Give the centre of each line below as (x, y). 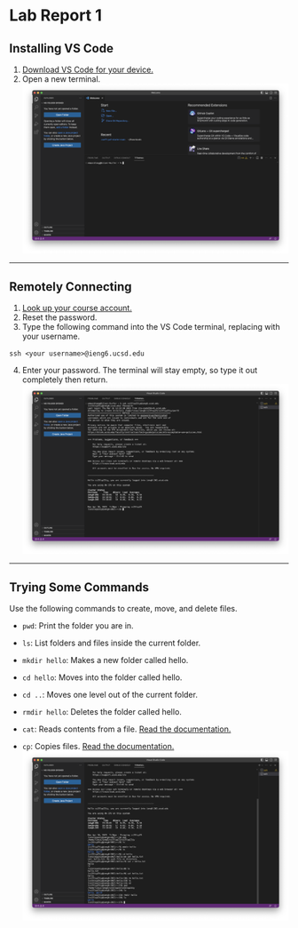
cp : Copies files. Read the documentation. (98, 747)
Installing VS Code (61, 48)
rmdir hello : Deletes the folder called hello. (102, 712)
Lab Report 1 (55, 16)
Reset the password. (59, 317)
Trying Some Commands (79, 587)
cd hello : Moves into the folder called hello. (102, 677)
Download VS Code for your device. (87, 69)
